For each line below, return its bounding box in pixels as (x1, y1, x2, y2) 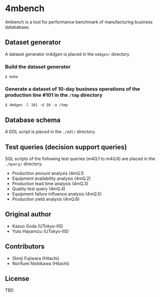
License (5, 274, 29, 282)
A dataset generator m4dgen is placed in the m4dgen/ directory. (5, 51, 131, 57)
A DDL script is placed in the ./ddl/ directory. (5, 129, 96, 135)
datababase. (5, 24, 30, 30)
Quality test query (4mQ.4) (12, 186, 66, 192)
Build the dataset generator (5, 63, 71, 70)
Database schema (5, 116, 61, 124)
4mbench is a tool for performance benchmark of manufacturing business (5, 19, 153, 25)
